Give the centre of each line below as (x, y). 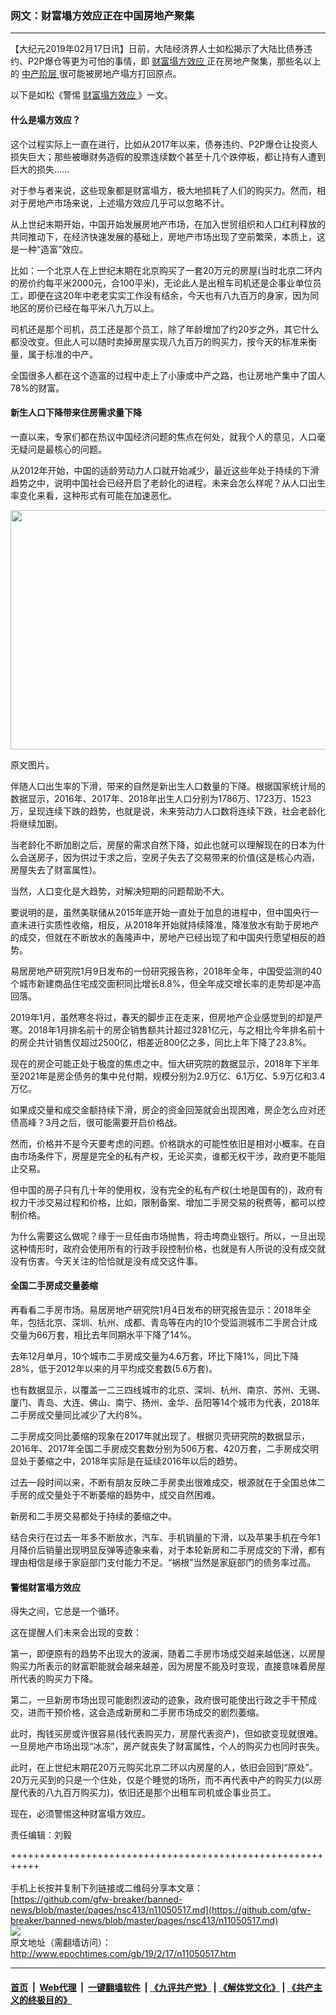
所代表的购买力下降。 (54, 1679)
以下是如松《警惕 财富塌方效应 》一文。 (91, 95)
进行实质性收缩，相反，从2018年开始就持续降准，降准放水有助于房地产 (173, 924)
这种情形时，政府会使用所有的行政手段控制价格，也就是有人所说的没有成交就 (168, 1248)
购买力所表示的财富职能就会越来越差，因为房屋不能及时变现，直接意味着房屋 (168, 1666)
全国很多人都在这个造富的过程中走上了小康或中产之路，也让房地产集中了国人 (168, 375)
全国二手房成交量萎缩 (54, 1286)
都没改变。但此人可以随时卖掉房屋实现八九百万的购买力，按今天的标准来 (159, 341)
